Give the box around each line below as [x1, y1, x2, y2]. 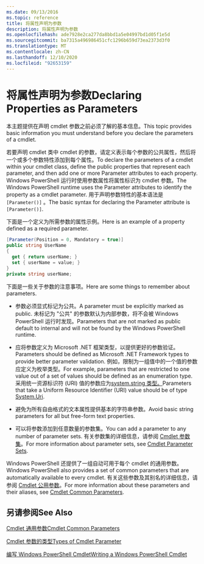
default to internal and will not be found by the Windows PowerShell [15, 324, 186, 332]
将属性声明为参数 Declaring [6, 88, 142, 102]
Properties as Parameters [6, 101, 138, 115]
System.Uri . [15, 392, 45, 400]
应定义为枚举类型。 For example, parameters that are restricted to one [15, 365, 190, 373]
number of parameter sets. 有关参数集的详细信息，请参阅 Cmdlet [15, 432, 178, 440]
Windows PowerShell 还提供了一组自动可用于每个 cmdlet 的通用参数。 [6, 460, 183, 467]
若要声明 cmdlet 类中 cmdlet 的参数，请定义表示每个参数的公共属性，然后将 [6, 148, 196, 156]
